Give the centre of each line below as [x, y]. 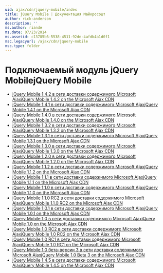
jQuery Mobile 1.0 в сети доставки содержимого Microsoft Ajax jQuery [84, 218]
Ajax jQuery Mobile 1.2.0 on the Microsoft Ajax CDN [63, 161]
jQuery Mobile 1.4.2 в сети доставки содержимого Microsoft [74, 94]
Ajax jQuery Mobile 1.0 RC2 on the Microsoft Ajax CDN [66, 234]
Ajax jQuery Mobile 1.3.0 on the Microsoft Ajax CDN [63, 151]
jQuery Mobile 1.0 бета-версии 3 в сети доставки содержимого [78, 250]
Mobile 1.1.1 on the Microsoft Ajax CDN [50, 182]
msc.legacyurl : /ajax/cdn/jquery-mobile [47, 42]
